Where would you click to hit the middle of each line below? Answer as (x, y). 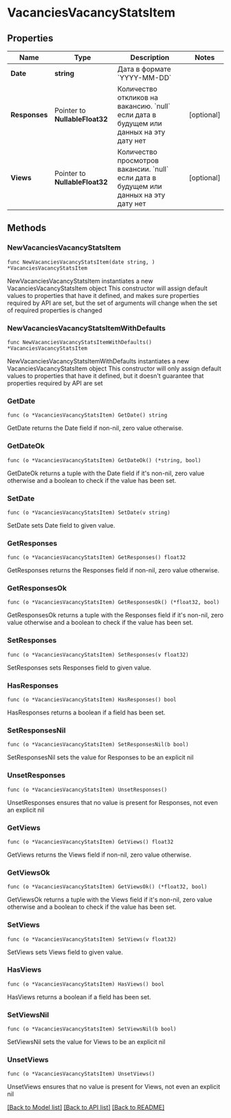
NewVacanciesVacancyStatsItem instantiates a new (80, 281)
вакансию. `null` (144, 106)
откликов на (137, 98)
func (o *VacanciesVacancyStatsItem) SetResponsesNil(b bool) (98, 745)
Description (150, 58)
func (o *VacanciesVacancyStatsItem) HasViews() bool (86, 984)
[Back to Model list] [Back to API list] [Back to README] (86, 1108)
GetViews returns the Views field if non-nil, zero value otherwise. (99, 855)
